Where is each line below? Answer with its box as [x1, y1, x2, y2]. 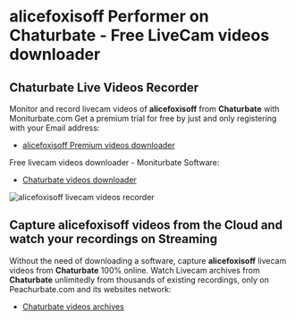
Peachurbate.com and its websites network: [9, 283, 172, 294]
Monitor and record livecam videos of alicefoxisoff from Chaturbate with [9, 104, 280, 114]
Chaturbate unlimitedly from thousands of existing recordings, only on [9, 274, 270, 285]
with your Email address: [9, 122, 100, 133]
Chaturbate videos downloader [21, 174, 137, 185]
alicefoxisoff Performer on [9, 6, 209, 27]
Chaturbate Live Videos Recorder [9, 80, 199, 95]
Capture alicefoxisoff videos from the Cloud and [9, 217, 283, 233]
